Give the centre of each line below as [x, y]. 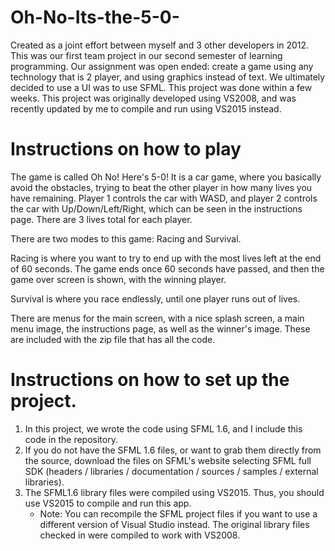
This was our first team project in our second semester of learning [146, 55]
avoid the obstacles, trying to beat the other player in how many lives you [161, 187]
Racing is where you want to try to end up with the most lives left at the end [166, 258]
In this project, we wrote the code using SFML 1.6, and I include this [163, 428]
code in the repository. [71, 439]
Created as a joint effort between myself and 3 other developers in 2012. [160, 45]
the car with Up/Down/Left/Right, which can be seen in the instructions [156, 208]
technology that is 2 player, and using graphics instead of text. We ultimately [168, 77]
